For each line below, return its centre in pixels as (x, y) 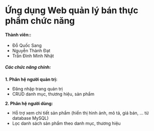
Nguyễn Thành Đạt (31, 51)
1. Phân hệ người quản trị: (31, 79)
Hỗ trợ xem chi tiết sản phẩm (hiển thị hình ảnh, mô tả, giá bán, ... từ (80, 113)
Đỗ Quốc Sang (27, 45)
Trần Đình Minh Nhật (33, 56)
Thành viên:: (18, 35)
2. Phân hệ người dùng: (29, 104)
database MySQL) (30, 118)
